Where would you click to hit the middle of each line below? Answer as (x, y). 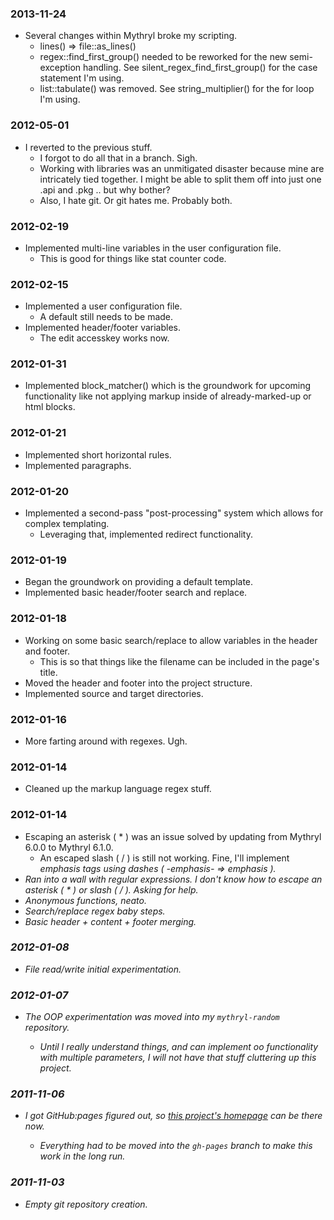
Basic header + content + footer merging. (110, 921)
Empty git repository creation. (86, 1204)
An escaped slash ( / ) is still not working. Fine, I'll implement (164, 858)
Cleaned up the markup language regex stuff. (118, 789)
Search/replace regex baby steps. (95, 911)
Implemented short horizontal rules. (98, 454)
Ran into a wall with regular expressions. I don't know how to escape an (173, 879)
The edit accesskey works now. (104, 338)
